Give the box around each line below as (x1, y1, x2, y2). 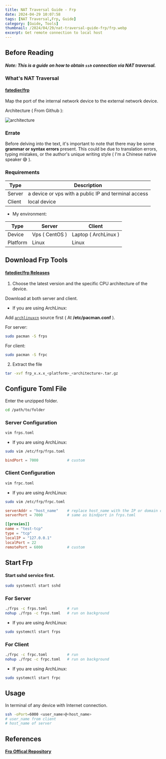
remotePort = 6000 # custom (5, 545, 85, 550)
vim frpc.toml (5, 481, 35, 486)
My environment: (12, 211, 47, 217)
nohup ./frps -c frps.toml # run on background (5, 611, 110, 616)
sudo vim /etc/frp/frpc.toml (5, 499, 65, 504)
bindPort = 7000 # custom (5, 457, 85, 463)
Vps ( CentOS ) (32, 231, 68, 238)
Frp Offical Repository (5, 749, 52, 755)
